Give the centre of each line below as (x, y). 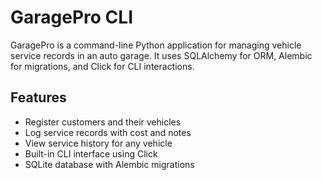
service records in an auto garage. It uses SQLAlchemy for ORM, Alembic (161, 55)
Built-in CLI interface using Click (91, 153)
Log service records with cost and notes (108, 132)
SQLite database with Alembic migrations (109, 164)
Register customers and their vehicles (103, 122)
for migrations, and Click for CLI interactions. (102, 66)
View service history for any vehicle (98, 143)
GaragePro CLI (71, 17)
